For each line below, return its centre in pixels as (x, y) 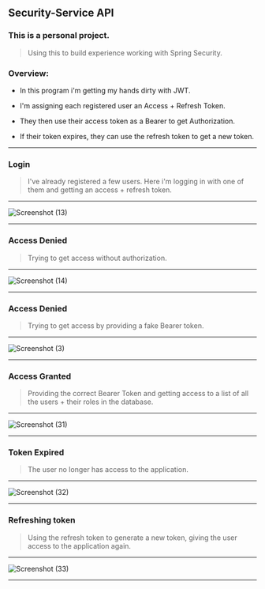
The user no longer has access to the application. (108, 470)
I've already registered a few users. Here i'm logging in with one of (136, 182)
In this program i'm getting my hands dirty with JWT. (105, 90)
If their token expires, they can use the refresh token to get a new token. (137, 136)
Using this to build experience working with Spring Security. (125, 53)
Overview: (28, 73)
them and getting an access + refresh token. (99, 190)
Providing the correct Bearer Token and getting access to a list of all (138, 394)
